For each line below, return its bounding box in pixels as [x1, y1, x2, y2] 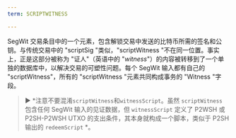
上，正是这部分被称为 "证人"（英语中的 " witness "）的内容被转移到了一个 [7, 54, 218, 63]
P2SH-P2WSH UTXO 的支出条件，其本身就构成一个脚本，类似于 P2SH [24, 114, 230, 122]
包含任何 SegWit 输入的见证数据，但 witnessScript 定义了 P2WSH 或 [24, 105, 225, 113]
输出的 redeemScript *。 [24, 122, 95, 131]
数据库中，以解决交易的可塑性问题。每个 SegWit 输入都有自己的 [19, 63, 206, 71]
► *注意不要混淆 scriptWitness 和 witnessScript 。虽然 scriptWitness [24, 96, 223, 105]
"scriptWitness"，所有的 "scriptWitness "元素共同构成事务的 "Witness [7, 72, 211, 81]
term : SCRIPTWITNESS [7, 10, 69, 18]
